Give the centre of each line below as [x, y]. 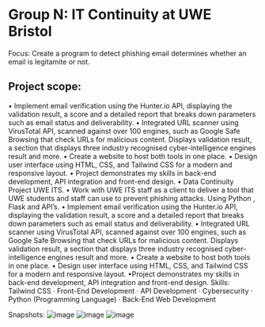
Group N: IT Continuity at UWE [110, 15]
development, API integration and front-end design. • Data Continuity [121, 181]
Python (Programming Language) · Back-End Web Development [112, 299]
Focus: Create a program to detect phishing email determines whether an [127, 53]
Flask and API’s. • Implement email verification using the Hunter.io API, [123, 207]
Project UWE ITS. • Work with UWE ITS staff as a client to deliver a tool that [131, 190]
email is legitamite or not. [49, 62]
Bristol [30, 31]
